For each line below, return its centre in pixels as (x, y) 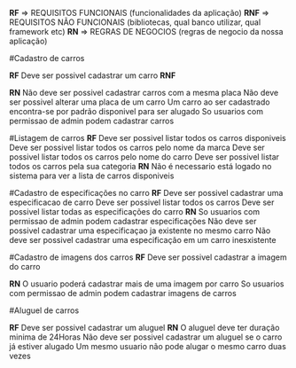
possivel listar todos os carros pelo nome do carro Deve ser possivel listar (144, 157)
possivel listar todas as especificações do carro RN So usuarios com (134, 211)
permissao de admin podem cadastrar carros (92, 121)
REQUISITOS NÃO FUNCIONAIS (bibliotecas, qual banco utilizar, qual (135, 22)
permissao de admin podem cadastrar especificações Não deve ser (133, 221)
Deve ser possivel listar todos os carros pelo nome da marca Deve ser (137, 147)
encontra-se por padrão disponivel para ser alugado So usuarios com (136, 111)
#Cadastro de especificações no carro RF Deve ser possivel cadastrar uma (146, 193)
